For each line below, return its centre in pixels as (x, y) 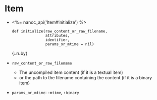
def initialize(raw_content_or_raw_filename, (59, 31)
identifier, (57, 40)
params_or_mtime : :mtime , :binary (46, 92)
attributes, (57, 35)
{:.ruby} (20, 53)
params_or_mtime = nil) (70, 44)
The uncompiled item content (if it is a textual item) (71, 72)
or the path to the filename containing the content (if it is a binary (85, 77)
